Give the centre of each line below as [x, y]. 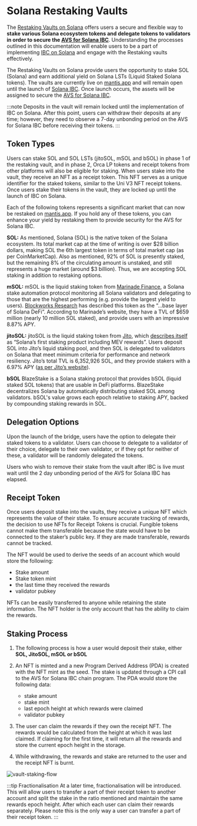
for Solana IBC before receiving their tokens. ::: [63, 125]
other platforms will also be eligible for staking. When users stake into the [96, 171]
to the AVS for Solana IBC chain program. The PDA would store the [96, 678]
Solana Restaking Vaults [67, 11]
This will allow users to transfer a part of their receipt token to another [91, 792]
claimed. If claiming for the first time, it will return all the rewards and [98, 739]
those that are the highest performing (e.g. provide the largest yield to [91, 299]
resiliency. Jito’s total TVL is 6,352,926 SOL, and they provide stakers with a [98, 361]
